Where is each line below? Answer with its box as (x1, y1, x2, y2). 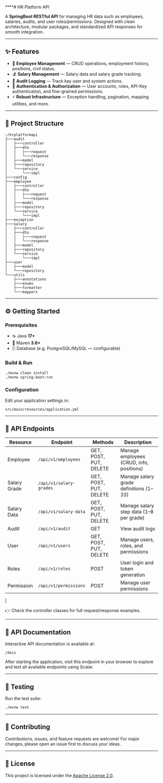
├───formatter (14, 285, 42, 290)
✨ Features (5, 48, 39, 56)
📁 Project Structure (5, 119, 64, 128)
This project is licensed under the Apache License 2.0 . (5, 772, 114, 778)
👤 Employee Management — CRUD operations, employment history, (12, 60, 149, 66)
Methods (92, 439, 114, 446)
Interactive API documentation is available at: (5, 641, 95, 647)
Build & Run (5, 359, 33, 366)
